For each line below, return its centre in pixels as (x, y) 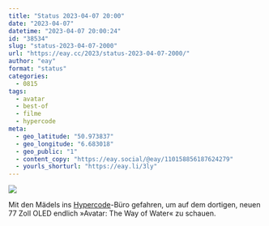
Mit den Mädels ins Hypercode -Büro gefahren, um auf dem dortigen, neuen (134, 205)
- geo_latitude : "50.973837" (65, 136)
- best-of (32, 106)
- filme (29, 114)
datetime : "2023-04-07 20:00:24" (65, 31)
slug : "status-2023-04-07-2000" (63, 46)
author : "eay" (32, 62)
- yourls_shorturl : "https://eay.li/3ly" (87, 167)
